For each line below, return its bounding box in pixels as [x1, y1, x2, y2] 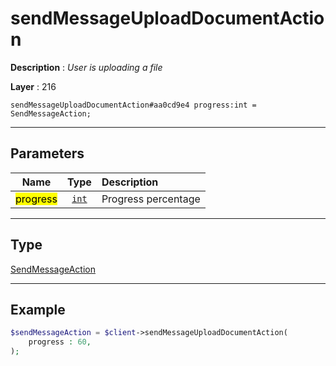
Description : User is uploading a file [10, 61, 163, 73]
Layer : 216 [10, 80, 57, 92]
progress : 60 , [28, 337, 92, 347]
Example [10, 301, 66, 318]
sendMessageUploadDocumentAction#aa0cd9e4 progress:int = [10, 100, 257, 110]
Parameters [10, 145, 85, 162]
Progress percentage [101, 192, 201, 206]
